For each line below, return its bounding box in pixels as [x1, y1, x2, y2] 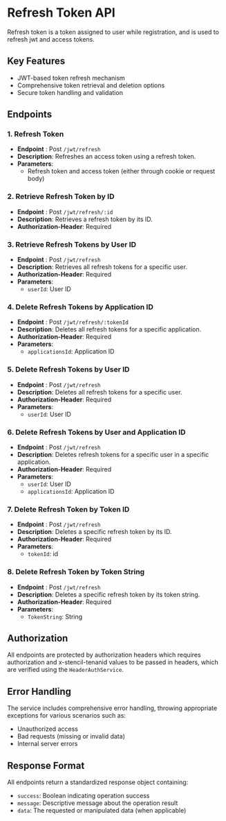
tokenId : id [27, 550, 59, 558]
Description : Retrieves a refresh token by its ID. [17, 215, 153, 223]
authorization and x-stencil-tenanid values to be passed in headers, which [7, 658, 219, 666]
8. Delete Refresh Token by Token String [7, 567, 145, 577]
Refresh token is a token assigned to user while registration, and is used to [7, 28, 220, 36]
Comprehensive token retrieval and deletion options [17, 81, 165, 89]
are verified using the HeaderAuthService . [7, 666, 124, 674]
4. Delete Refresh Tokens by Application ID [7, 302, 153, 311]
